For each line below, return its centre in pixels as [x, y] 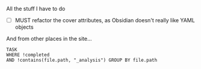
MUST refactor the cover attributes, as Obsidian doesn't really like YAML [105, 20]
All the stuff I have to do [36, 9]
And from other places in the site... [49, 39]
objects [24, 27]
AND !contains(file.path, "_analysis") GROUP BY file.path [82, 60]
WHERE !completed [28, 55]
